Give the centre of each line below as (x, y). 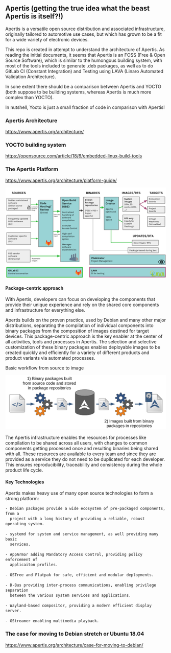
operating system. (25, 524)
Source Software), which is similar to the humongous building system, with (84, 60)
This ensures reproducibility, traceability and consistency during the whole (84, 465)
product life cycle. (24, 470)
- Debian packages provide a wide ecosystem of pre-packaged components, (86, 509)
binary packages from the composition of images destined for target (77, 331)
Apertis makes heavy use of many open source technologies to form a (79, 493)
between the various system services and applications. (70, 596)
